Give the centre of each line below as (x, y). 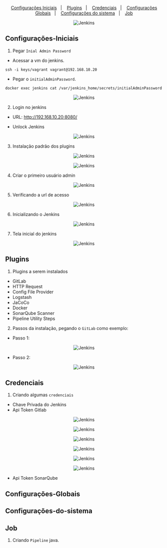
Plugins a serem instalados (40, 271)
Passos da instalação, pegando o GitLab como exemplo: (70, 328)
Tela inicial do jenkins (34, 234)
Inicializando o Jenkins (36, 214)
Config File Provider (33, 292)
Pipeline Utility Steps (34, 318)
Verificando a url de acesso (41, 195)
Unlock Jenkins (28, 127)
